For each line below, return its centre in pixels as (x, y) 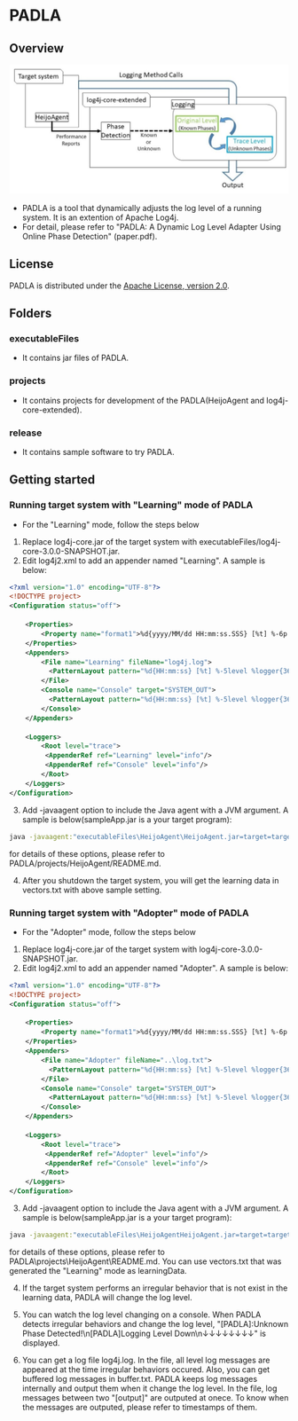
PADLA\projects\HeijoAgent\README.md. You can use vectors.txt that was (145, 1261)
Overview (37, 48)
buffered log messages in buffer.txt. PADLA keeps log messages (140, 1378)
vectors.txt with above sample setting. (92, 890)
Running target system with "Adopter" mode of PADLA (129, 913)
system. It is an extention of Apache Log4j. (100, 217)
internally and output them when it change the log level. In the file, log (149, 1388)
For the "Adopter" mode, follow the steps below (109, 931)
